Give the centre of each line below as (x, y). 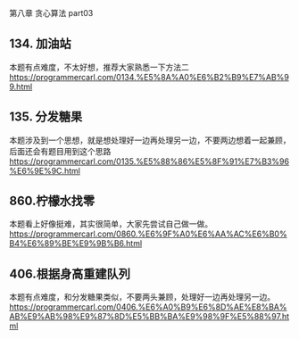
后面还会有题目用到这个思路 (60, 151)
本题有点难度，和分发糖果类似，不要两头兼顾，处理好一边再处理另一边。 (142, 297)
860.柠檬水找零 (52, 201)
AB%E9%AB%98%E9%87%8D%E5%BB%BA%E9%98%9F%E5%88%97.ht (149, 317)
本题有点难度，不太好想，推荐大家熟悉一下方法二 (99, 67)
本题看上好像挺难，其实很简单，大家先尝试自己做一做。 (111, 224)
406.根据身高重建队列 (70, 273)
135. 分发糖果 (46, 117)
